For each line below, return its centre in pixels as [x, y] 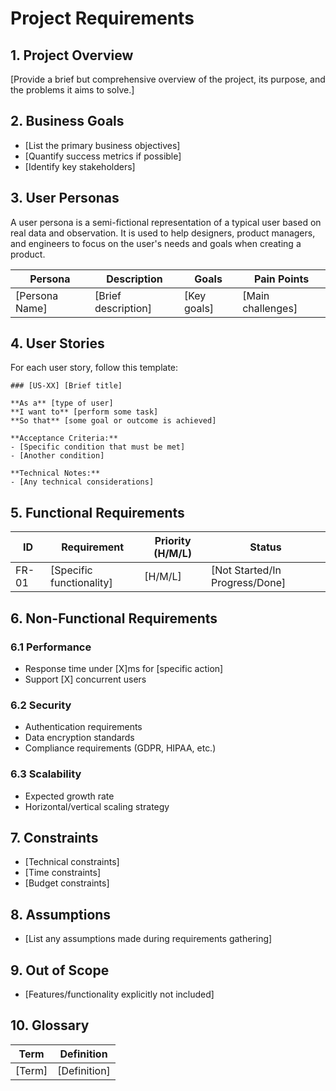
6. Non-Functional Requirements [114, 618]
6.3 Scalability [46, 774]
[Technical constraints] [72, 862]
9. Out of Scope [60, 970]
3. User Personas [65, 198]
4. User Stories [57, 343]
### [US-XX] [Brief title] [66, 386]
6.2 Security [41, 705]
